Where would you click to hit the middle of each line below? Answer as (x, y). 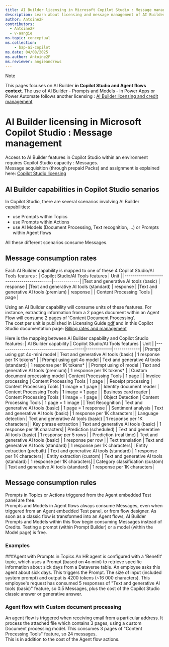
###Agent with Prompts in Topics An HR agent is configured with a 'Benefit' (84, 556)
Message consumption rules (51, 483)
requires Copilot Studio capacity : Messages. (52, 163)
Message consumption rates (51, 258)
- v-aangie (21, 33)
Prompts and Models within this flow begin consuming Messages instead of (84, 521)
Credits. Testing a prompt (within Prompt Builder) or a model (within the (79, 527)
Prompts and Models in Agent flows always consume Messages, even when (84, 505)
